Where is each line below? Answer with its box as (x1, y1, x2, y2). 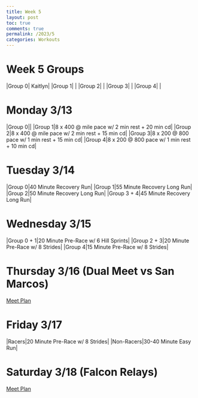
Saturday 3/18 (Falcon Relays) (6, 365, 159, 379)
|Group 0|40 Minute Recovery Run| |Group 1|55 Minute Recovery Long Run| (6, 183, 193, 190)
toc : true (6, 20, 31, 26)
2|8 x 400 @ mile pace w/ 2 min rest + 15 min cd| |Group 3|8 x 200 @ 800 (6, 130, 190, 137)
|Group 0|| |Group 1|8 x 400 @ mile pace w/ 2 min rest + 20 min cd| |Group (6, 123, 191, 130)
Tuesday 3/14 (6, 163, 75, 177)
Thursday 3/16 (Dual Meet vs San (6, 264, 175, 278)
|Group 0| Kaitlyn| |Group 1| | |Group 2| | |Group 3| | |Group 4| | (6, 82, 162, 89)
